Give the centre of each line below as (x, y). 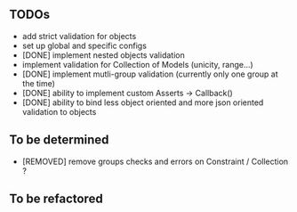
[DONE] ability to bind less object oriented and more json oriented (143, 102)
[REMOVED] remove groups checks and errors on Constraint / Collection (155, 161)
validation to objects (59, 111)
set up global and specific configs (84, 45)
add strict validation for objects (79, 36)
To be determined (59, 140)
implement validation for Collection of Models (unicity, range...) (137, 64)
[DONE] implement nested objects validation (103, 55)
